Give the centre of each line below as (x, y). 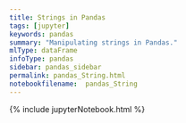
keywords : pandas (42, 34)
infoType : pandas (42, 59)
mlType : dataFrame (43, 51)
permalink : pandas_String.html (68, 76)
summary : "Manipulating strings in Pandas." (93, 42)
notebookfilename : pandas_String (74, 84)
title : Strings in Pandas (57, 17)
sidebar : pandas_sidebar (55, 68)
